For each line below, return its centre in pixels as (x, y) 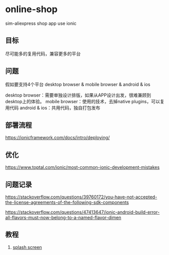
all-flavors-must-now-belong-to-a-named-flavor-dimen (63, 218)
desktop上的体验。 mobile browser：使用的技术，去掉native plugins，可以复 (85, 101)
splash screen (27, 247)
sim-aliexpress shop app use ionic (41, 23)
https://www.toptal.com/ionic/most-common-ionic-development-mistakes (82, 167)
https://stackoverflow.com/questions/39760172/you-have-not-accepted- (81, 197)
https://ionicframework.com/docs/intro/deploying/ (58, 138)
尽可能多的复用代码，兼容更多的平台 (43, 54)
